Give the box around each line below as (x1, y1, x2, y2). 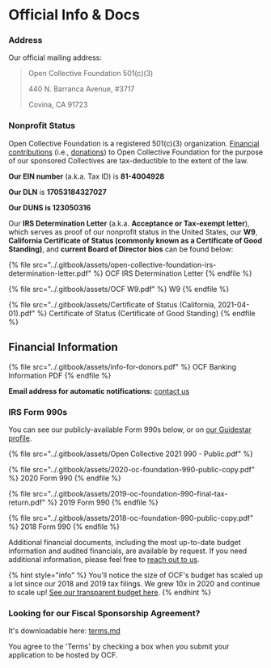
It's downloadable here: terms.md (8, 626, 121, 636)
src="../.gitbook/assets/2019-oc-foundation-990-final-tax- (32, 488, 228, 498)
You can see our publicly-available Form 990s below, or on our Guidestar (8, 425, 252, 434)
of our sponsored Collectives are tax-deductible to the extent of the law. (8, 155, 249, 165)
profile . (8, 433, 32, 442)
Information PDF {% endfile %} (8, 370, 112, 380)
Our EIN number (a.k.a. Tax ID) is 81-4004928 (8, 171, 165, 181)
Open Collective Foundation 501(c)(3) (28, 69, 154, 78)
